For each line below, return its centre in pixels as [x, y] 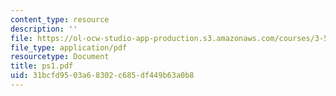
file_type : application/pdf [69, 47]
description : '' [44, 29]
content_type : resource [60, 19]
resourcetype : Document [60, 57]
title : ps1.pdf [42, 66]
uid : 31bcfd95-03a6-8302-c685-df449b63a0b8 [102, 76]
